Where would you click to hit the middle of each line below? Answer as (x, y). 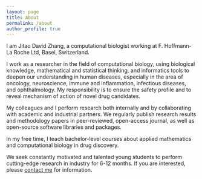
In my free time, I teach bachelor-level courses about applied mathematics (99, 139)
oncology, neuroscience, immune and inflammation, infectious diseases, (96, 83)
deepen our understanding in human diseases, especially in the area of (95, 77)
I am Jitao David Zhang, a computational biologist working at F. (85, 46)
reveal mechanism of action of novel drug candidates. (73, 96)
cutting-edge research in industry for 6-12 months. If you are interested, (96, 163)
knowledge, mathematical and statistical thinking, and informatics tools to (98, 71)
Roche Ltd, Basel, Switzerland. (51, 53)
